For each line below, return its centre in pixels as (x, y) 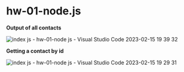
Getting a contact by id (35, 51)
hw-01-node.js (44, 11)
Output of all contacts (34, 28)
